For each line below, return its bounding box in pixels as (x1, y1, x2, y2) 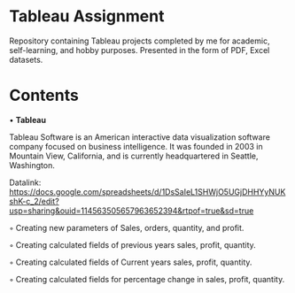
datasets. (9, 54, 43, 65)
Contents (9, 86, 80, 105)
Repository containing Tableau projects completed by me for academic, (9, 35, 270, 46)
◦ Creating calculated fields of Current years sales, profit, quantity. (9, 257, 252, 267)
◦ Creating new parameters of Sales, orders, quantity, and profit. (9, 222, 245, 233)
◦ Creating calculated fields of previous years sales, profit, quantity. (9, 239, 257, 250)
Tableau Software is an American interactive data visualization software (9, 131, 270, 143)
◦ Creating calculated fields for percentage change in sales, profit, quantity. (9, 274, 285, 284)
